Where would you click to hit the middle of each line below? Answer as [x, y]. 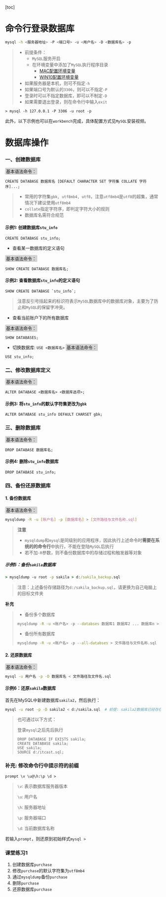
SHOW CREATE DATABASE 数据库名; [37, 269]
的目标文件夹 [30, 593]
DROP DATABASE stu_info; [31, 472]
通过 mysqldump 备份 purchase [40, 877]
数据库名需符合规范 [44, 215]
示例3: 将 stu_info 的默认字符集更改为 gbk [46, 403]
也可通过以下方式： [37, 719]
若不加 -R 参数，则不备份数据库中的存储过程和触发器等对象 [83, 552]
